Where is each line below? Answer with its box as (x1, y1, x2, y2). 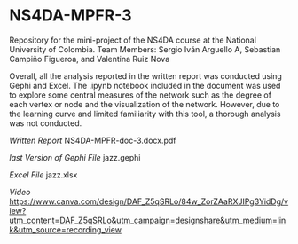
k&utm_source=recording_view (9, 224, 122, 235)
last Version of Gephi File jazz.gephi (9, 152, 141, 162)
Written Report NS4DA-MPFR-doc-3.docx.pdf (9, 135, 176, 146)
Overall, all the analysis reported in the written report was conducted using (9, 70, 282, 81)
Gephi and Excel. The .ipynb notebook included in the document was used (9, 80, 281, 91)
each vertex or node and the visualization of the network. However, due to (9, 98, 280, 109)
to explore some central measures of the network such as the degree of (9, 90, 272, 100)
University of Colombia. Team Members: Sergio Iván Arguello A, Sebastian (9, 43, 281, 54)
